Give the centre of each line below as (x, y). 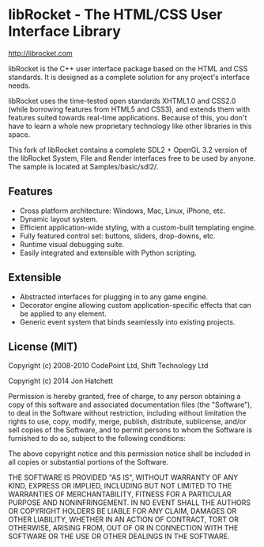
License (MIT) (43, 346)
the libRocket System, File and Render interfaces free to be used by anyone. (132, 158)
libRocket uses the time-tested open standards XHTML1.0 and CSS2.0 (122, 101)
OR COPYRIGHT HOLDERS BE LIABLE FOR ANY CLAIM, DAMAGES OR (123, 511)
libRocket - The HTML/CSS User (115, 15)
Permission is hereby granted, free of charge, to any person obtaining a (124, 397)
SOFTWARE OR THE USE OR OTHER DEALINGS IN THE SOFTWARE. (119, 537)
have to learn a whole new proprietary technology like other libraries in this (130, 126)
